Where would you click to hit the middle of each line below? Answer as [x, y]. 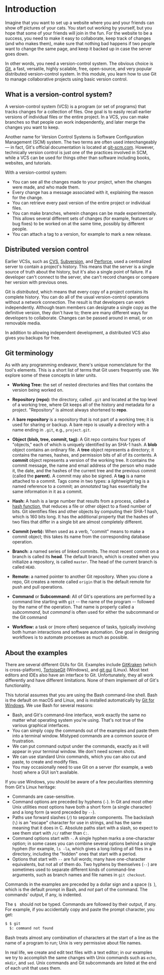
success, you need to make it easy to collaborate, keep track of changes [78, 38]
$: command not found [31, 928]
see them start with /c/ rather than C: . [51, 833]
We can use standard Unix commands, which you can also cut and [79, 757]
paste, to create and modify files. [45, 762]
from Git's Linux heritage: [31, 787]
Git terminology [29, 353]
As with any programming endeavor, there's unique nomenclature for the [78, 365]
